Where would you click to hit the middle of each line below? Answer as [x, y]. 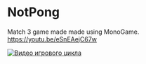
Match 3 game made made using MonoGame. [73, 32]
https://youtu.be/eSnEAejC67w [52, 39]
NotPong [34, 12]
